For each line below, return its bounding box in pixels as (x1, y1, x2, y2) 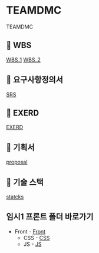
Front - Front (14, 228, 46, 235)
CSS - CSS (23, 234, 50, 241)
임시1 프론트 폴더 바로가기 (6, 212, 94, 222)
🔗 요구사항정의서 (6, 75, 63, 85)
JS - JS (23, 241, 42, 248)
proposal (6, 158, 28, 166)
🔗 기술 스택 (6, 177, 44, 187)
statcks (6, 193, 24, 200)
